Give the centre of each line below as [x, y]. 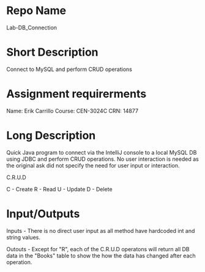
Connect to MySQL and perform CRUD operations [69, 69]
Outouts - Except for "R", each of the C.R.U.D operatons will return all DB [98, 249]
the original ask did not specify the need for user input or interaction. [93, 165]
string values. [24, 237]
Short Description [53, 52]
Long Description [51, 136]
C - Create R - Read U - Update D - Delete [59, 189]
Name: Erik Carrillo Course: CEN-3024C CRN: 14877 [73, 111]
